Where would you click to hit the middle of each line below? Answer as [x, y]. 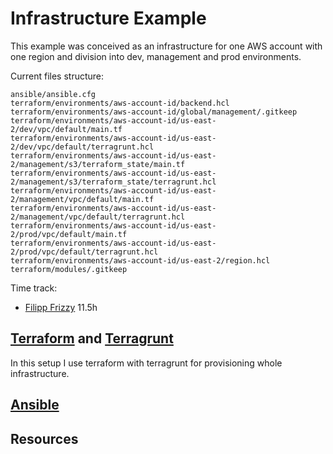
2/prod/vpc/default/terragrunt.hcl [84, 252]
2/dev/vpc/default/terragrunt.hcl [82, 147]
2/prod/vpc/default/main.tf [69, 234]
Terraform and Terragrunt [92, 338]
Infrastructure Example [108, 18]
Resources [44, 438]
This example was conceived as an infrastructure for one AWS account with [166, 46]
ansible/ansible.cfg [53, 94]
